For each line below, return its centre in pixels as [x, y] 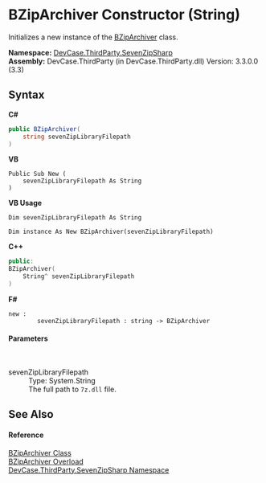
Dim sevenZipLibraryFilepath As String [75, 218]
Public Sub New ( [37, 174]
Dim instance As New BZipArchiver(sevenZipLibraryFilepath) [111, 232]
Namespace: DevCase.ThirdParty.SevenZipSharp [90, 52]
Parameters [28, 338]
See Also [31, 414]
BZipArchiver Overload [46, 461]
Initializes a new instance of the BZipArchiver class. [93, 37]
